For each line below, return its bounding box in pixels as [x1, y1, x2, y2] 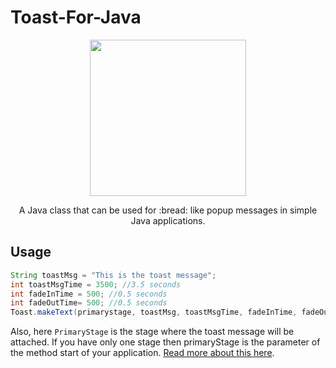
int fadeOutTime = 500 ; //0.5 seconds [10, 298, 168, 308]
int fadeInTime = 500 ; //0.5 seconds [10, 289, 168, 299]
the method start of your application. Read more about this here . [10, 347, 275, 359]
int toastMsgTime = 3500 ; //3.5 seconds [10, 279, 182, 290]
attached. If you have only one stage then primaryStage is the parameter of [10, 336, 321, 348]
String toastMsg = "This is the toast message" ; [10, 270, 217, 280]
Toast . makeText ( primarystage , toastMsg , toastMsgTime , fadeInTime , [10, 307, 298, 318]
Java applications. [130, 214, 206, 226]
